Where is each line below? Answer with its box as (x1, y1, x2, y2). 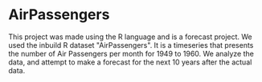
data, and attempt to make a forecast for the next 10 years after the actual (8, 57, 252, 67)
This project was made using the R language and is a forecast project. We (8, 32, 253, 41)
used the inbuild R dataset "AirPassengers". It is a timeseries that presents (8, 40, 254, 49)
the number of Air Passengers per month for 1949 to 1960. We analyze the (8, 49, 255, 58)
